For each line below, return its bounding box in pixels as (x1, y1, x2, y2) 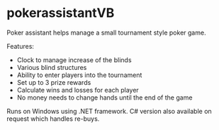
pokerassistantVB (6, 5, 115, 21)
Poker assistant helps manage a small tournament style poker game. (6, 28, 206, 37)
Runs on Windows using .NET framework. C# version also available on (6, 107, 212, 115)
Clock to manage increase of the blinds (16, 55, 132, 64)
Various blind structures (16, 63, 87, 71)
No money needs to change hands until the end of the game (16, 93, 193, 102)
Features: (6, 42, 35, 50)
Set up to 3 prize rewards (16, 78, 91, 86)
